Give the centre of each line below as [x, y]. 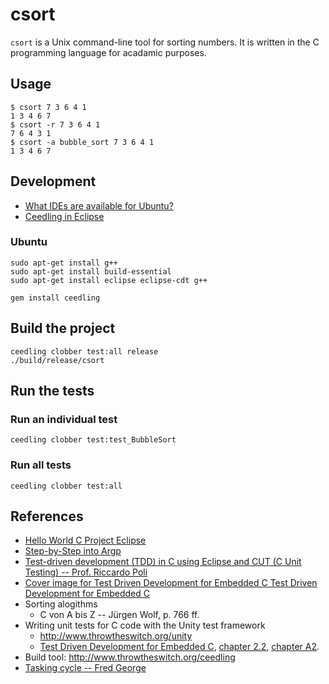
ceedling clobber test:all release [84, 351]
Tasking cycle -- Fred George [85, 668]
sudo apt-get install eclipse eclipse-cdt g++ [109, 280]
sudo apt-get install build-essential [91, 271]
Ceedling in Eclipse [64, 216]
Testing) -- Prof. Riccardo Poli [86, 572]
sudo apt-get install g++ [64, 263]
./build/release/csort [57, 360]
